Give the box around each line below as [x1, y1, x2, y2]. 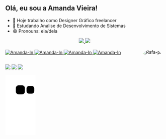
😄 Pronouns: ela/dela [12, 28, 58, 34]
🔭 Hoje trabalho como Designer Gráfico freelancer [12, 17, 117, 23]
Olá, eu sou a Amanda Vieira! [5, 4, 98, 13]
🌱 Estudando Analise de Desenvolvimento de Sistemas [12, 23, 126, 29]
